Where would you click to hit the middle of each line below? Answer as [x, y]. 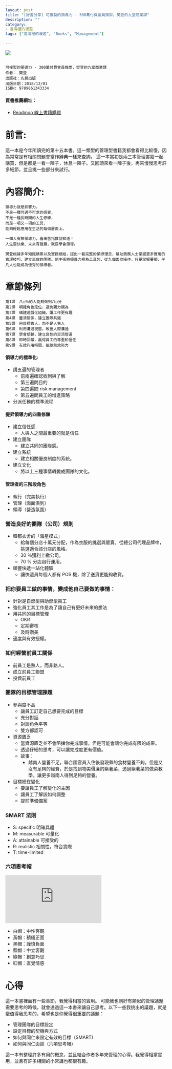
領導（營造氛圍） [31, 509]
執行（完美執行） [31, 496]
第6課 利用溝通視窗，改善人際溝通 [37, 329]
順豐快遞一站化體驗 [33, 568]
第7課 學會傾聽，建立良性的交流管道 [39, 334]
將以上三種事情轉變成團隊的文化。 [56, 471]
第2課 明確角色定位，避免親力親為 [37, 307]
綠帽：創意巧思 [28, 957]
